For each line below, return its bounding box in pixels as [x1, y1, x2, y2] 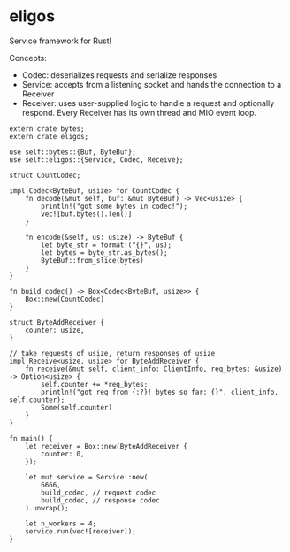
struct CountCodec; [9, 171, 81, 180]
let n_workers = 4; [25, 519, 97, 528]
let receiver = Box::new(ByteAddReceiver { [25, 441, 188, 450]
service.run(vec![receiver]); [25, 526, 137, 536]
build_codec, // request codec [41, 488, 156, 497]
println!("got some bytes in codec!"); [41, 202, 188, 211]
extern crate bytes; [9, 124, 86, 134]
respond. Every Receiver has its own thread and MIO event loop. [21, 107, 257, 118]
